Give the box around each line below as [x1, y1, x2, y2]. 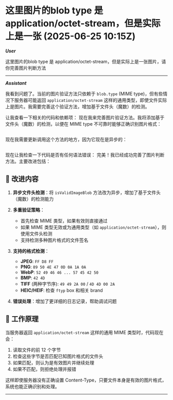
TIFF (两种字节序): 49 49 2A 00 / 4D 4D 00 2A [20, 281, 115, 287]
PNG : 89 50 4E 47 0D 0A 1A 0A [20, 264, 86, 270]
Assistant [5, 80, 27, 86]
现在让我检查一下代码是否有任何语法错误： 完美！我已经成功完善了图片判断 [5, 151, 165, 158]
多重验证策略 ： [12, 206, 45, 213]
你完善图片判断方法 [5, 65, 46, 71]
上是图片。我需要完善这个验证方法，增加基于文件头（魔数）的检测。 [5, 103, 150, 110]
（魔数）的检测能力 [12, 196, 54, 202]
